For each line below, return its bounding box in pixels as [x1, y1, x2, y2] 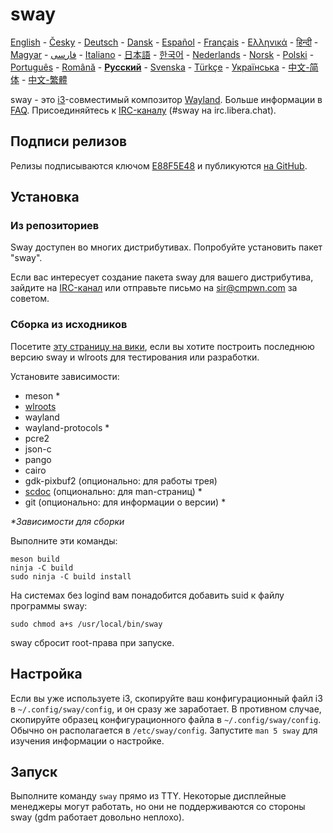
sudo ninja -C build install [10, 571, 132, 582]
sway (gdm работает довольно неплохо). [10, 811, 185, 823]
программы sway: [10, 599, 88, 612]
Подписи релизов [10, 133, 128, 150]
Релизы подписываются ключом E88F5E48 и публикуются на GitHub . [10, 159, 308, 172]
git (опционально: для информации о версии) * [24, 496, 227, 508]
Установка [10, 189, 80, 206]
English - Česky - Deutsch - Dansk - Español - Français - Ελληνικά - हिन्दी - [10, 36, 319, 48]
